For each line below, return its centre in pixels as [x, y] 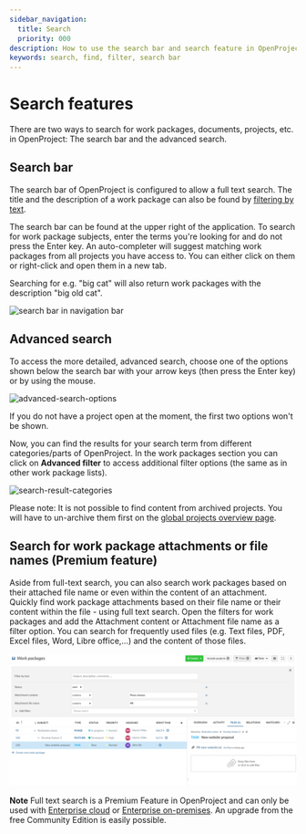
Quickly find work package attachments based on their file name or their [145, 601]
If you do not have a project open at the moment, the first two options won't [151, 416]
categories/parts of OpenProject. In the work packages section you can [143, 453]
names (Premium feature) [83, 561]
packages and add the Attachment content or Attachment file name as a [144, 621]
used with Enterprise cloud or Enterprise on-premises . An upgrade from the [151, 810]
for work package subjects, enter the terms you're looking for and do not [146, 236]
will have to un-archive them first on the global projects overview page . [143, 517]
